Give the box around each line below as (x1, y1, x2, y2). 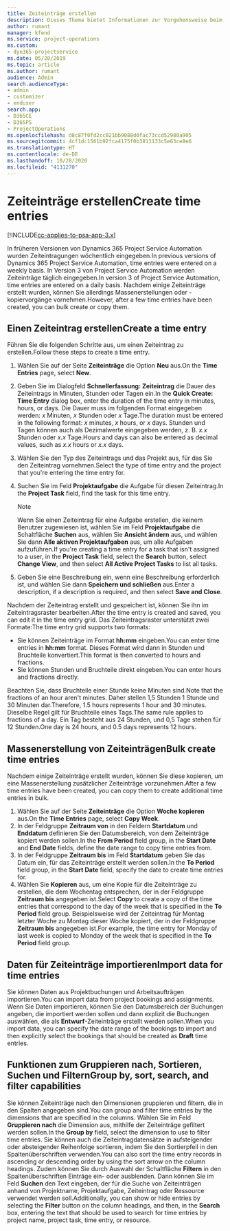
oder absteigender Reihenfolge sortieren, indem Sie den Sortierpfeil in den (7, 1142, 218, 1150)
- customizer (7, 94, 45, 101)
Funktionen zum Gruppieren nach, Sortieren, (7, 1059, 203, 1071)
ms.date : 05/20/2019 (7, 55, 67, 62)
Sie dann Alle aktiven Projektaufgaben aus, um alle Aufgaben (16, 538, 194, 546)
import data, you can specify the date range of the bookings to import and (7, 1024, 217, 1033)
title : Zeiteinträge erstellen (7, 10, 97, 17)
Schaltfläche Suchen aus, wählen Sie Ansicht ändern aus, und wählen (16, 531, 218, 539)
